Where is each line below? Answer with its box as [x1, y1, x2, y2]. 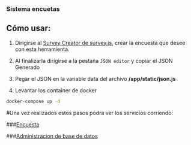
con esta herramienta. [14, 46, 70, 53]
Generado [14, 64, 40, 71]
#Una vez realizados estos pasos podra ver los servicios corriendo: [6, 109, 174, 116]
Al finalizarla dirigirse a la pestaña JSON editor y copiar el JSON [14, 57, 173, 64]
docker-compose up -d [6, 98, 61, 104]
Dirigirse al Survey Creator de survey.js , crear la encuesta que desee [14, 39, 186, 46]
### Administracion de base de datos [6, 132, 98, 140]
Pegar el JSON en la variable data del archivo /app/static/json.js [14, 75, 176, 82]
